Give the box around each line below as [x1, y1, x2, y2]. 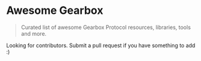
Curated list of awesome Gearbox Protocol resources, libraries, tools [20, 24, 191, 31]
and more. [20, 30, 47, 37]
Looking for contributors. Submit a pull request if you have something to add [6, 42, 196, 49]
